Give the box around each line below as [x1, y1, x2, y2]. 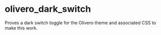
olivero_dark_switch [5, 3, 91, 15]
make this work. [5, 25, 38, 31]
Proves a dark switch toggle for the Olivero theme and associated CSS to [5, 20, 156, 26]
